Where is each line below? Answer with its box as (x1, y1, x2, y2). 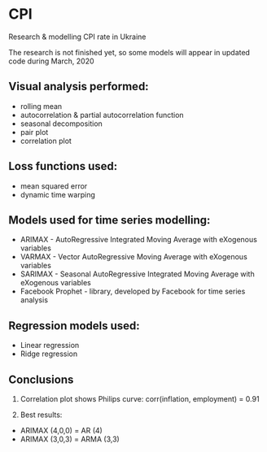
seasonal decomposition (20, 119, 103, 128)
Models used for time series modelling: (8, 213, 211, 227)
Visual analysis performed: (8, 80, 149, 93)
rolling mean (20, 101, 63, 111)
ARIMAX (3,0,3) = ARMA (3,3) (20, 434, 120, 444)
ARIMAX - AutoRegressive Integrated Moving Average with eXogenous (20, 235, 258, 245)
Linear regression (20, 341, 80, 350)
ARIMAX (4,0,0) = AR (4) (20, 426, 103, 435)
